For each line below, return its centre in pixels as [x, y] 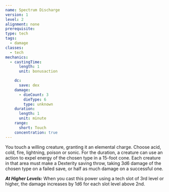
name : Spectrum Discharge [32, 10]
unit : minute [32, 118]
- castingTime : [26, 62]
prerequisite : [20, 29]
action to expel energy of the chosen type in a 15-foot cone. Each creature [83, 157]
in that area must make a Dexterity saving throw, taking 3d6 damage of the [83, 163]
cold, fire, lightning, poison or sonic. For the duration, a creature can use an [84, 152]
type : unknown [38, 104]
